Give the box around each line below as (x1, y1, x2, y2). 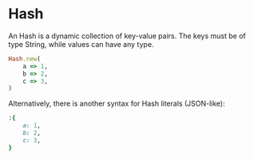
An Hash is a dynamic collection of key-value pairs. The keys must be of (8, 31, 246, 41)
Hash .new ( (8, 55, 42, 63)
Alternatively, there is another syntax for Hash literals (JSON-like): (8, 99, 225, 108)
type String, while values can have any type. (8, 39, 154, 48)
